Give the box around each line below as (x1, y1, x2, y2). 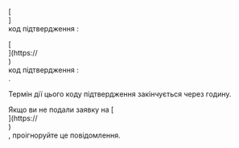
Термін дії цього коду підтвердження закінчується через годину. (8, 89, 232, 99)
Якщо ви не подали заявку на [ (8, 105, 114, 114)
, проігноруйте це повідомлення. (8, 130, 121, 140)
